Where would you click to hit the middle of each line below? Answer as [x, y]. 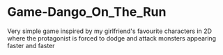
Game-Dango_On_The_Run [87, 12]
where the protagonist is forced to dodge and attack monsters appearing [112, 38]
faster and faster [31, 45]
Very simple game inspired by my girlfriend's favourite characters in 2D [110, 31]
